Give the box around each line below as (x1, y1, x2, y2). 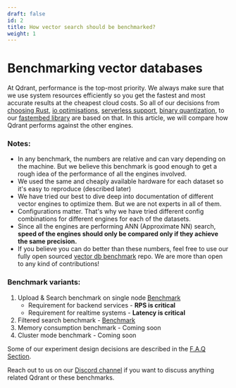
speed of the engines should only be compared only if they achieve (17, 230, 218, 238)
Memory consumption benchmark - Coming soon (17, 323, 161, 332)
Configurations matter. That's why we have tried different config (17, 207, 204, 216)
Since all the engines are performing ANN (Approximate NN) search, (17, 222, 216, 231)
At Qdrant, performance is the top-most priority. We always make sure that (7, 84, 224, 92)
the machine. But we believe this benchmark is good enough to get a (17, 162, 217, 171)
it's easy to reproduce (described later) (17, 185, 132, 193)
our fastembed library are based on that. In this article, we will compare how (7, 114, 229, 122)
